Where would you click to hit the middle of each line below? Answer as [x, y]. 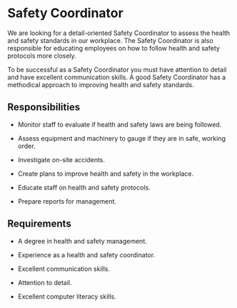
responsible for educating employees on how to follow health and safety [114, 48]
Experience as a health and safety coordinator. [86, 254]
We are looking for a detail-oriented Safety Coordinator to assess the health [119, 33]
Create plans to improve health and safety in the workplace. [106, 174]
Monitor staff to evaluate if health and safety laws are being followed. [120, 124]
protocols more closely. [42, 56]
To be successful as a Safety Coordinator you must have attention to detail [117, 69]
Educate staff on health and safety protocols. [84, 187]
